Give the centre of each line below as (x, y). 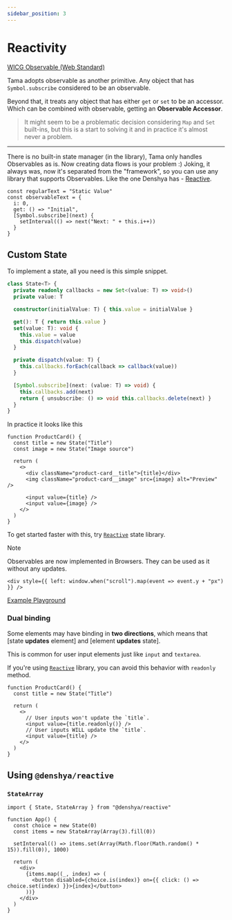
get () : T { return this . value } (60, 322)
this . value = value (48, 335)
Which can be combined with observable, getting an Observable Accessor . (115, 109)
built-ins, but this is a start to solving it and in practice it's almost (116, 129)
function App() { (32, 820)
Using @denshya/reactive (60, 775)
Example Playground (36, 600)
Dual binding (29, 618)
